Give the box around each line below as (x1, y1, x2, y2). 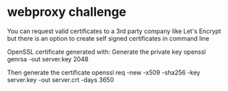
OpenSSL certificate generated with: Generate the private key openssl (7, 48, 207, 56)
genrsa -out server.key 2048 (7, 54, 89, 63)
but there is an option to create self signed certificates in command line (7, 34, 210, 42)
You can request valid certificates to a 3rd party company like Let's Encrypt (7, 27, 222, 35)
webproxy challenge (7, 4, 127, 20)
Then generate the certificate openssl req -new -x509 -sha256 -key (7, 68, 200, 77)
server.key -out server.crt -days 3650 (7, 75, 114, 83)
